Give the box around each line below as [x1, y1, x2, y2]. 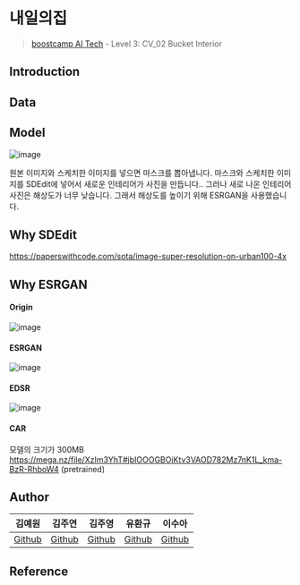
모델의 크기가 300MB [9, 444, 85, 454]
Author [9, 489, 49, 504]
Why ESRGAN [9, 276, 88, 292]
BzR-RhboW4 [9, 463, 60, 474]
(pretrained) [61, 463, 106, 474]
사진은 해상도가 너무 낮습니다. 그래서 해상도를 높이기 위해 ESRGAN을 [9, 190, 249, 200]
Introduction [9, 64, 81, 80]
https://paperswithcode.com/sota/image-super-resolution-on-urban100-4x [9, 251, 287, 262]
